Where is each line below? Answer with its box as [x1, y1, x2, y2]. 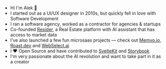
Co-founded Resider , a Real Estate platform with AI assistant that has [10, 26, 155, 32]
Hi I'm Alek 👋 [10, 5, 37, 11]
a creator [10, 59, 30, 64]
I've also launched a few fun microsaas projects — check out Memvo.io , [10, 37, 161, 43]
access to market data [10, 32, 57, 38]
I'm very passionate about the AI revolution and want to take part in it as [10, 53, 161, 59]
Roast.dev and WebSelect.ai [10, 43, 70, 48]
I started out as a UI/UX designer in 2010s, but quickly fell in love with [10, 10, 156, 16]
